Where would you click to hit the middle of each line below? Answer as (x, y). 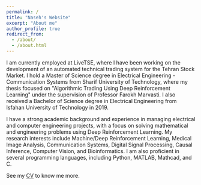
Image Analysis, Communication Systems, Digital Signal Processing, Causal (100, 145)
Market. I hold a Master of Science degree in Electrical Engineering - (91, 75)
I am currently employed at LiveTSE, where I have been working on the (94, 62)
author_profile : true (33, 29)
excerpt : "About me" (32, 23)
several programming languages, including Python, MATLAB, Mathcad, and (99, 157)
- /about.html (29, 46)
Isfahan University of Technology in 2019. (58, 107)
